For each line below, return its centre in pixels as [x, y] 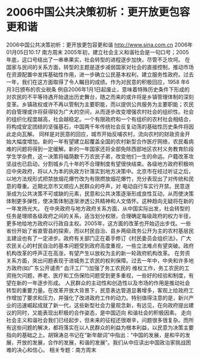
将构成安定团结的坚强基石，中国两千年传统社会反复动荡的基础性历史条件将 [97, 126]
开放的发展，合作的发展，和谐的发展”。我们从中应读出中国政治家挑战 [101, 342]
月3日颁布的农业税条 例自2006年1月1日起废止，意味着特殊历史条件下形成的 [98, 89]
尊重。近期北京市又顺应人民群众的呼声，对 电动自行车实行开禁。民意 [101, 186]
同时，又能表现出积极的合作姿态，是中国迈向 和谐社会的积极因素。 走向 [104, 313]
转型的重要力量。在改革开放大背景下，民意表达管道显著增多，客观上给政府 [97, 290]
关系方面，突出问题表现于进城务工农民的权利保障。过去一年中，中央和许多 [97, 260]
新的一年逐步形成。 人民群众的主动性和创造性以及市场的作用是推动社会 [103, 283]
